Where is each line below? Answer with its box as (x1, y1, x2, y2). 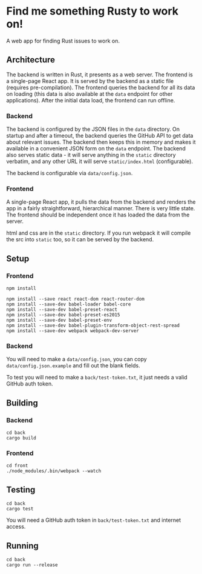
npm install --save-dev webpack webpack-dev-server (6, 328, 139, 334)
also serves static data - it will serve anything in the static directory (6, 152, 177, 159)
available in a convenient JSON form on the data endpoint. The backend (6, 145, 186, 152)
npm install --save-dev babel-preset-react (6, 307, 118, 313)
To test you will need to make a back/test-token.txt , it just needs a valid (6, 374, 187, 381)
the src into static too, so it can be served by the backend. (6, 236, 154, 243)
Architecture (6, 55, 56, 65)
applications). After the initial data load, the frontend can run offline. (6, 96, 175, 104)
